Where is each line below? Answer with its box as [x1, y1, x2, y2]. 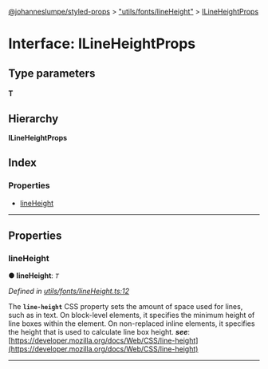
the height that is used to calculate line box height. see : [8, 327, 190, 337]
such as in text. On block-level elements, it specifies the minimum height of [8, 311, 255, 320]
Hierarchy [8, 112, 59, 125]
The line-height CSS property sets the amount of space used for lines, [8, 302, 243, 311]
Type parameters [8, 66, 96, 80]
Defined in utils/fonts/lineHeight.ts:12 [8, 287, 130, 296]
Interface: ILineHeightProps [8, 35, 196, 53]
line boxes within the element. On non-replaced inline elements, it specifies [8, 319, 255, 328]
